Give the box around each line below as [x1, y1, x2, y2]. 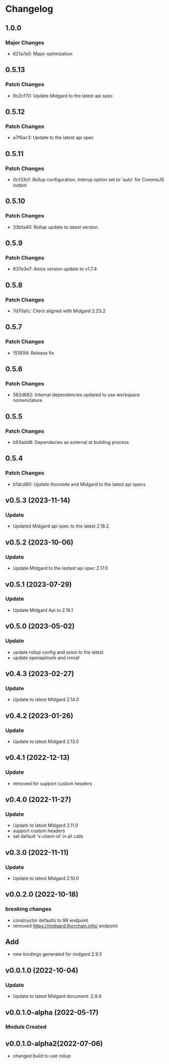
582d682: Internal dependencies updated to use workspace [12, 391, 140, 398]
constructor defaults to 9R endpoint [12, 917, 88, 923]
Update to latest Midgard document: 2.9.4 [12, 993, 102, 999]
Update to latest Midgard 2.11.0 [12, 823, 79, 829]
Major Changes [5, 39, 45, 46]
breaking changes [5, 905, 52, 912]
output [12, 182, 27, 188]
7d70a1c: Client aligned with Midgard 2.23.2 [12, 308, 106, 314]
